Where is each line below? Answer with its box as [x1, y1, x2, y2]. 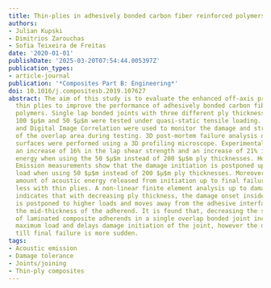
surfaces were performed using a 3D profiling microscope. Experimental [15, 139, 265, 148]
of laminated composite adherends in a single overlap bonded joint [15, 215, 251, 223]
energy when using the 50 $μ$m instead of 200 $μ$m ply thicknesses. [15, 154, 254, 162]
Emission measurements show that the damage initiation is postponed [15, 162, 254, 170]
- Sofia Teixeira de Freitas [8, 42, 106, 50]
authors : [8, 19, 38, 27]
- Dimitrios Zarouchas [8, 34, 85, 43]
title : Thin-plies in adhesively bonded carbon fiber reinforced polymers [8, 11, 265, 20]
